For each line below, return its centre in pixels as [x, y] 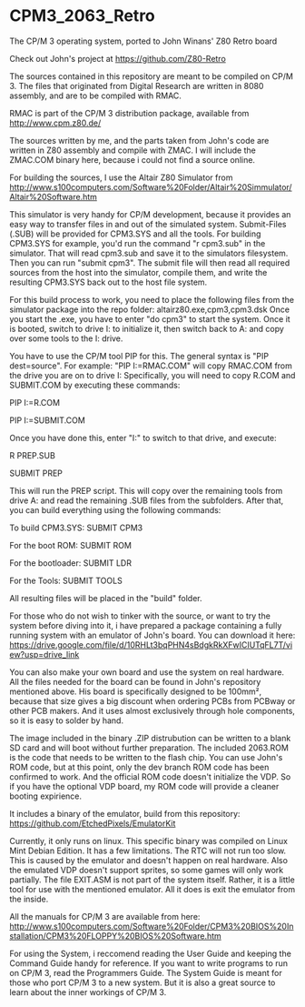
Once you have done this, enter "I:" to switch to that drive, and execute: [143, 438]
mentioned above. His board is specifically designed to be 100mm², [135, 691]
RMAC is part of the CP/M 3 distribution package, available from [129, 113]
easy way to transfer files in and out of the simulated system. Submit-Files [148, 224]
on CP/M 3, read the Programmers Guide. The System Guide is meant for [146, 972]
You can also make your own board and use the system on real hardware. [147, 672]
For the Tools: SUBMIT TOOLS [66, 580]
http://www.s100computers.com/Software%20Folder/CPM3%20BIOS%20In [152, 926]
